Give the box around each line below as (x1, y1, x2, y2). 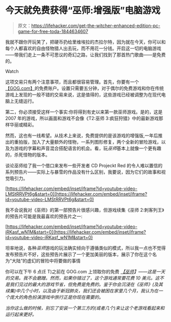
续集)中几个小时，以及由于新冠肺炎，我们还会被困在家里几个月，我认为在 (5, 287, 159, 294)
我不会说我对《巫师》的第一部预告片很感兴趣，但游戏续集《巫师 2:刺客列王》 (5, 206, 164, 213)
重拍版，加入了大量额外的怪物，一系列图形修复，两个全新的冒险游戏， (14, 139, 161, 145)
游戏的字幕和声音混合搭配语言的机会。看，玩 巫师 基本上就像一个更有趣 (14, 145, 161, 151)
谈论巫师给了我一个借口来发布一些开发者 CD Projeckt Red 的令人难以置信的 (5, 162, 163, 169)
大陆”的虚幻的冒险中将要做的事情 (12, 258, 81, 264)
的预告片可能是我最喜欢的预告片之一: (5, 213, 83, 219)
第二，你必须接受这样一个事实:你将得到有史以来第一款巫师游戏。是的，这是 (5, 108, 163, 115)
